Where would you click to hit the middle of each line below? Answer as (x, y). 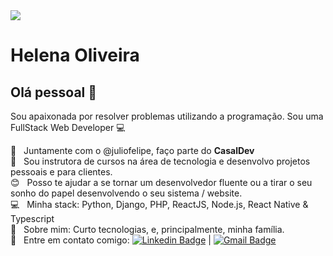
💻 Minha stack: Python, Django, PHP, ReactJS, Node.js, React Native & (159, 204)
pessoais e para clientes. (61, 172)
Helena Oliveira (75, 55)
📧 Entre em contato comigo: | (111, 240)
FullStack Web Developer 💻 (68, 127)
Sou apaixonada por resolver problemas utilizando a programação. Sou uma (167, 116)
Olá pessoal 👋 (54, 92)
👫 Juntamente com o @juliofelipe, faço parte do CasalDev (132, 150)
